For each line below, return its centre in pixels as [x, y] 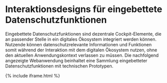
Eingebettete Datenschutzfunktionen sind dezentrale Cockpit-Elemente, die [83, 34]
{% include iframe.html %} [33, 75]
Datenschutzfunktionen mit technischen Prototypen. [59, 66]
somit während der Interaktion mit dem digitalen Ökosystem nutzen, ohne [81, 50]
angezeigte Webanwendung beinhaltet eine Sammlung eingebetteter [76, 60]
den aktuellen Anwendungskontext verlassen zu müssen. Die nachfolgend [82, 55]
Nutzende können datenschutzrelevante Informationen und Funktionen [78, 44]
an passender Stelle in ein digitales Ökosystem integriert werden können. [81, 39]
